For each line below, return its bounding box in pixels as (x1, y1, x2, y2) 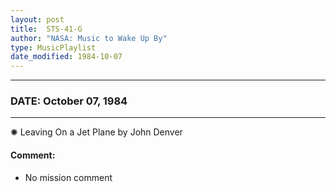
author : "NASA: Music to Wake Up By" (10, 33, 168, 43)
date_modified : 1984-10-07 (10, 52, 123, 62)
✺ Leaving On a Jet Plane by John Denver (10, 126, 183, 138)
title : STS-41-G (10, 24, 83, 34)
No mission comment (24, 171, 113, 183)
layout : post (10, 14, 65, 25)
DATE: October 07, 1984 (10, 94, 128, 108)
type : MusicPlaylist (10, 42, 97, 53)
